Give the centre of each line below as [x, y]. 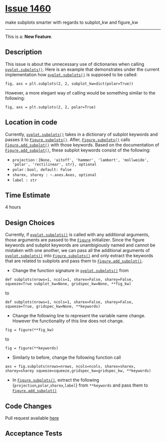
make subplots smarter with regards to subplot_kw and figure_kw [72, 22]
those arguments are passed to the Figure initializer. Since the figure [75, 240]
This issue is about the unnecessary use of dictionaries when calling [75, 64]
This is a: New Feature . [29, 36]
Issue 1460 [28, 9]
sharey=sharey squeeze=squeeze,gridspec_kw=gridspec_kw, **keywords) [78, 371]
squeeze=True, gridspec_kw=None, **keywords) [53, 307]
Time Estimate [28, 195]
